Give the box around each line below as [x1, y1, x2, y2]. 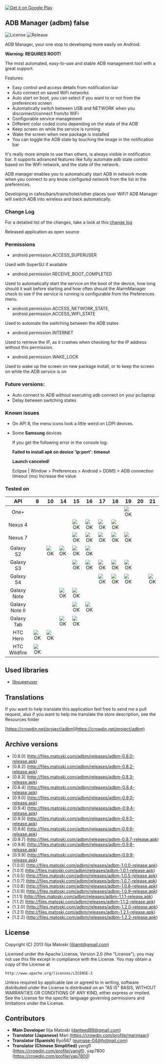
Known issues [5, 409, 40, 416]
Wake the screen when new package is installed [12, 131, 109, 137]
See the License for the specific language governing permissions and [5, 995, 145, 1001]
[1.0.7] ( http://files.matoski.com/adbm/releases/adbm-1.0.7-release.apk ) [12, 878, 157, 883]
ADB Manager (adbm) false [5, 19, 89, 27]
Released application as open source [5, 229, 80, 235]
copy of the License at [5, 961, 50, 967]
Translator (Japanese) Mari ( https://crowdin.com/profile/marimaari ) [12, 1032, 150, 1039]
